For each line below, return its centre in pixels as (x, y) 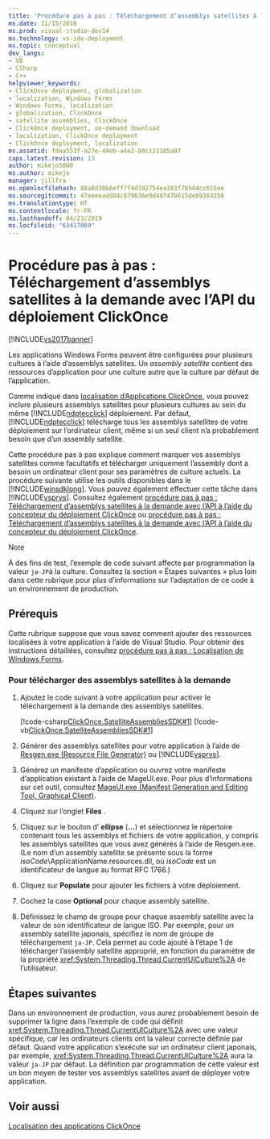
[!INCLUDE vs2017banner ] (51, 339)
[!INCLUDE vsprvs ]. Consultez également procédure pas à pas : (113, 497)
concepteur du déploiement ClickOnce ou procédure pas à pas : (115, 515)
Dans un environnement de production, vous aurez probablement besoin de (134, 1012)
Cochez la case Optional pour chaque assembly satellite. (115, 901)
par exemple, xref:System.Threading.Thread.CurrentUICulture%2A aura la (131, 1055)
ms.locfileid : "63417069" (51, 226)
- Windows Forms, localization (61, 106)
